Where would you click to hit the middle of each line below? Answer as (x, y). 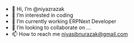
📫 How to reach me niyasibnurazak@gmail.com (70, 34)
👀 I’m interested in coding (42, 15)
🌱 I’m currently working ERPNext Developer (64, 21)
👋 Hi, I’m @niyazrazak (38, 9)
